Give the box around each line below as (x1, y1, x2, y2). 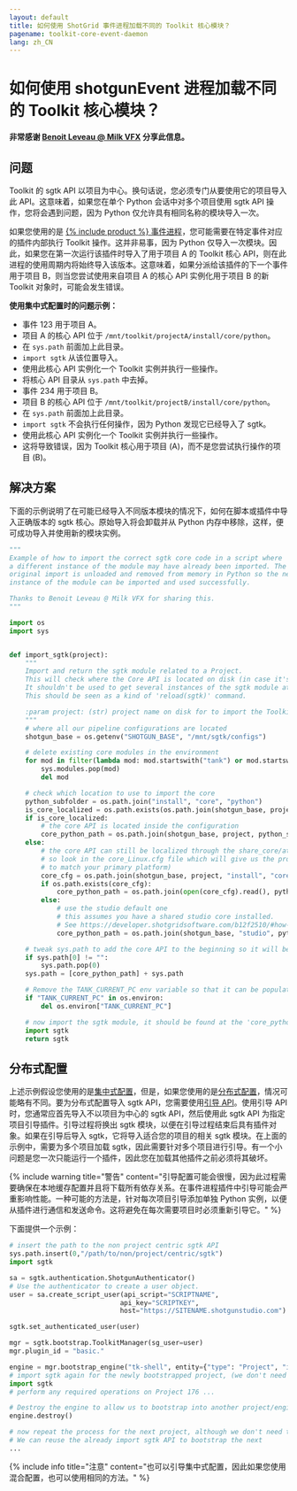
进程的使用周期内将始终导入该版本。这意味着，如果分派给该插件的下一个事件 (9, 259, 288, 270)
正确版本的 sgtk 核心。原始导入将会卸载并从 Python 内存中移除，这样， (16, 516, 277, 527)
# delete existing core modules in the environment (25, 748, 219, 757)
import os (9, 618, 46, 627)
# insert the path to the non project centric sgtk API (9, 1241, 219, 1250)
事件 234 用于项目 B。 (21, 386, 103, 396)
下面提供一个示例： (9, 1224, 80, 1234)
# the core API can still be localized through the (41, 846, 236, 855)
